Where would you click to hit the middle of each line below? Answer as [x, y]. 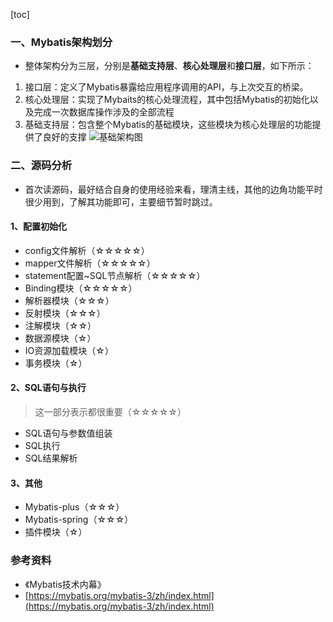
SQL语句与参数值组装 [68, 433]
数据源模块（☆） [60, 338]
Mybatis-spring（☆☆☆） [79, 520]
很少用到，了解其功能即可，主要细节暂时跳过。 [121, 201]
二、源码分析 [41, 166]
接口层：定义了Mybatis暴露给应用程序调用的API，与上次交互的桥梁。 [166, 87]
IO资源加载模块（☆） [69, 350]
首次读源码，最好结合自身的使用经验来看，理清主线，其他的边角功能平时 [173, 189]
